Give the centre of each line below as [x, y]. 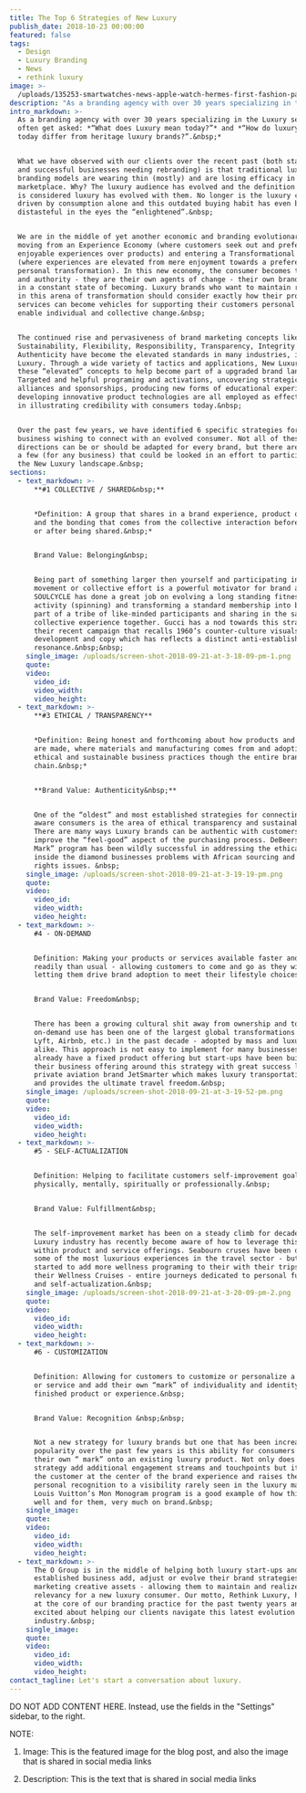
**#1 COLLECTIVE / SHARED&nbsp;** [99, 490]
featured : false [40, 35]
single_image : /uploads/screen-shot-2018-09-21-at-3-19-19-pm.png [154, 874]
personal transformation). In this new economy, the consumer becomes [154, 270]
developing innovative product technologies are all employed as [144, 397]
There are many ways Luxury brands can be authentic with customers [166, 832]
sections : [28, 473]
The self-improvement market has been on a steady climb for [152, 1233]
